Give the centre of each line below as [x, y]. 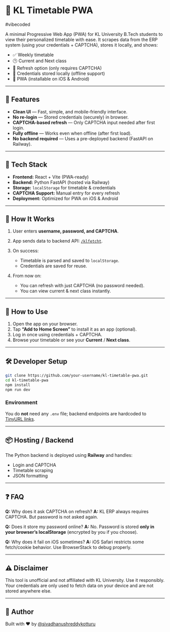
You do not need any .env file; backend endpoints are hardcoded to [76, 413]
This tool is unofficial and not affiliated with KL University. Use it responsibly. [85, 580]
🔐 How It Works [30, 219]
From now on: [27, 276]
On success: [26, 251]
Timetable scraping [33, 470]
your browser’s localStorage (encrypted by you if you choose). [72, 532]
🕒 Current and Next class [39, 61]
